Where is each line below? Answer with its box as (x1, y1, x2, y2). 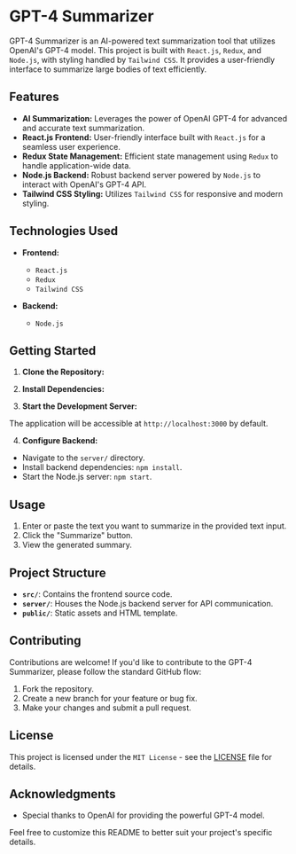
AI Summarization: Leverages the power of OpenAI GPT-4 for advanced (21, 113, 288, 123)
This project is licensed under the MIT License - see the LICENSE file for (9, 751, 272, 762)
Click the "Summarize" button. (21, 530, 133, 541)
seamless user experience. (21, 141, 121, 152)
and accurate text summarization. (21, 122, 145, 133)
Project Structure (9, 565, 106, 580)
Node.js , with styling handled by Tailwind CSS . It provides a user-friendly (9, 54, 276, 65)
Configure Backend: (21, 435, 98, 446)
